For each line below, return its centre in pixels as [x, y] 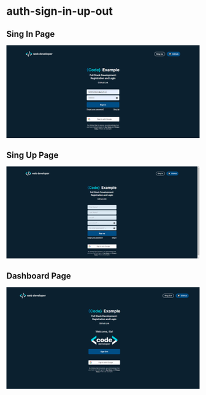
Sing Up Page [32, 155]
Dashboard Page [39, 276]
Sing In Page [31, 34]
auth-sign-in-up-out [60, 11]
